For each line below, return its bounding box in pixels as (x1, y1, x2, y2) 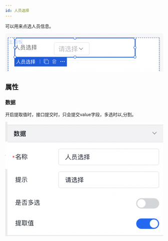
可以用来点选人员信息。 (5, 23, 54, 29)
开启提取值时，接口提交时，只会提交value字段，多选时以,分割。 (5, 111, 136, 117)
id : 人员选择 (5, 8, 30, 13)
